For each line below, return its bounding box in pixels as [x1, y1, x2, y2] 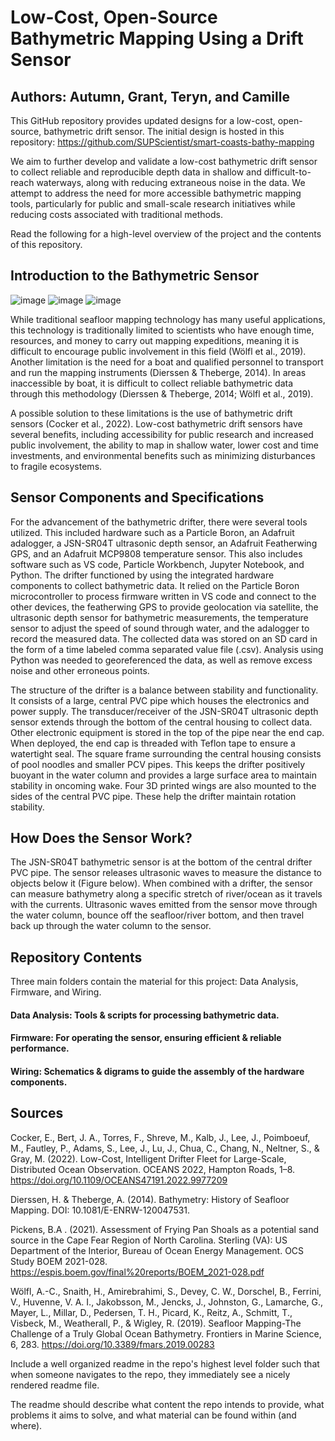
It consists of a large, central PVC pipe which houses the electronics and [10, 694, 310, 706]
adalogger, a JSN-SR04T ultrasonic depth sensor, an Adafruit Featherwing [10, 537, 318, 549]
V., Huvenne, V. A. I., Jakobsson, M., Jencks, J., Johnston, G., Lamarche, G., [10, 1296, 324, 1308]
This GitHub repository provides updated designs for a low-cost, [10, 115, 276, 126]
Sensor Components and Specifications [10, 489, 265, 506]
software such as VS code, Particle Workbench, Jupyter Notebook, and [10, 558, 305, 570]
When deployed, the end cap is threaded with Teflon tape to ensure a [10, 737, 296, 749]
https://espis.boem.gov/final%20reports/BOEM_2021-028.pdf [10, 1266, 265, 1278]
